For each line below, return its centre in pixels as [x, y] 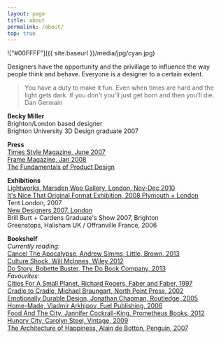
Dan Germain [43, 103]
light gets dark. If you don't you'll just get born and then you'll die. [119, 95]
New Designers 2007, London [50, 210]
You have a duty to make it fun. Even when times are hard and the [119, 88]
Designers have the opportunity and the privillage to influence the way [109, 67]
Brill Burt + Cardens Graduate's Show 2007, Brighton [83, 218]
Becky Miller [26, 116]
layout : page [26, 14]
